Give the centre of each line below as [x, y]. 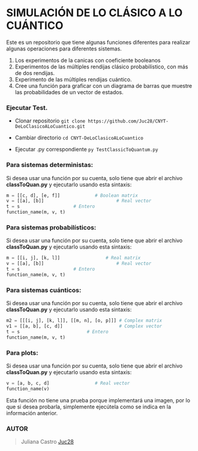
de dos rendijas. [35, 73]
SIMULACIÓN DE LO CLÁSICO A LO [94, 13]
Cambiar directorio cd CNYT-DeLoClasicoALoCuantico [79, 138]
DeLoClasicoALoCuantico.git [50, 127]
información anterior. [32, 413]
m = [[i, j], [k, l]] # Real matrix [73, 258]
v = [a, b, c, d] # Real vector [68, 383]
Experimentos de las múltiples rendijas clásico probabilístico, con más [101, 67]
